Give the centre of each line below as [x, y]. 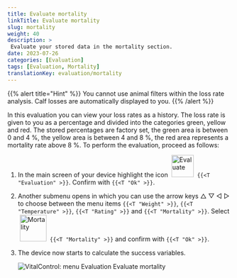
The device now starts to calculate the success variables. [101, 252]
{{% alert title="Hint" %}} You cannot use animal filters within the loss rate [116, 94]
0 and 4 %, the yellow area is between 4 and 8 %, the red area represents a [118, 137]
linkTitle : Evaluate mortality [54, 21]
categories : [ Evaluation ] [45, 60]
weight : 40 [23, 34]
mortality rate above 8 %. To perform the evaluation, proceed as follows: [114, 145]
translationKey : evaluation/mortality [65, 73]
